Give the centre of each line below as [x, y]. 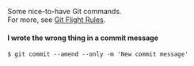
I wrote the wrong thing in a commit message [83, 38]
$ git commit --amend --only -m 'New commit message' [98, 54]
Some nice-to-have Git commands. [65, 11]
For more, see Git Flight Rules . [57, 20]
